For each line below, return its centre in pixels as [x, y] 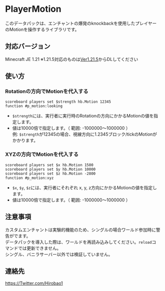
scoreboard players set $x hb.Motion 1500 [49, 165]
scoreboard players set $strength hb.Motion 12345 [58, 102]
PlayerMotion [33, 9]
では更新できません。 [40, 248]
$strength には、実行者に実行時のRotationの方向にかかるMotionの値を [83, 116]
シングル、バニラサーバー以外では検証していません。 [59, 254]
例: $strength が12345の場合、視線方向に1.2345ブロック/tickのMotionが [85, 134]
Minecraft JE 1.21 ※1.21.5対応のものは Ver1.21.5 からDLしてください [72, 59]
